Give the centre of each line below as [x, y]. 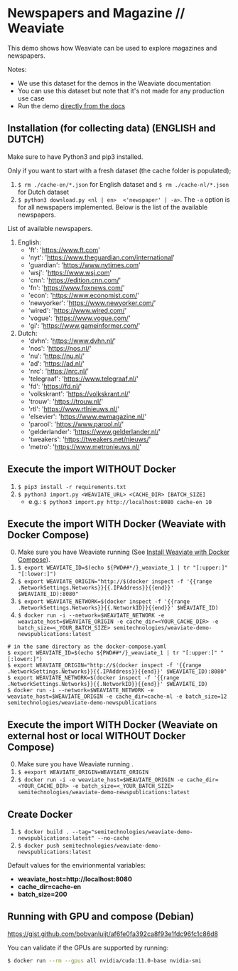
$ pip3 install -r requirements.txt [72, 487]
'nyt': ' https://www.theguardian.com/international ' [102, 257]
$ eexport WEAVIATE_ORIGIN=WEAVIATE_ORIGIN [83, 772]
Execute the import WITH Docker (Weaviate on [113, 725]
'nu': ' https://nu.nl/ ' [56, 356]
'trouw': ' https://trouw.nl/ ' [66, 401]
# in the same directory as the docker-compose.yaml [87, 647]
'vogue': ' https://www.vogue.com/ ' [79, 318]
